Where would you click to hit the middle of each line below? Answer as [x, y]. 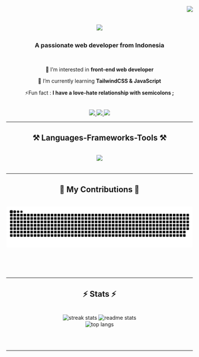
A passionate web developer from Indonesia [99, 46]
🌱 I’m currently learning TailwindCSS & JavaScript [99, 81]
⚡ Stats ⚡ [99, 294]
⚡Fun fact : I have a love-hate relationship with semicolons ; [99, 93]
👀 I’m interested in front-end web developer [99, 70]
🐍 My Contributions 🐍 [99, 189]
